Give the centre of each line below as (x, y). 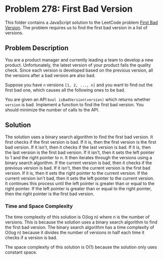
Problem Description (37, 48)
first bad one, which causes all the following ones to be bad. (65, 90)
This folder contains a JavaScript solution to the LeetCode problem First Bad (81, 22)
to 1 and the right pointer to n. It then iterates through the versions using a (79, 157)
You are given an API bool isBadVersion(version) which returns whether (78, 99)
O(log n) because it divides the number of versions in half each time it (75, 232)
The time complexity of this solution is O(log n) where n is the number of (77, 217)
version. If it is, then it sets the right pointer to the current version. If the (76, 173)
